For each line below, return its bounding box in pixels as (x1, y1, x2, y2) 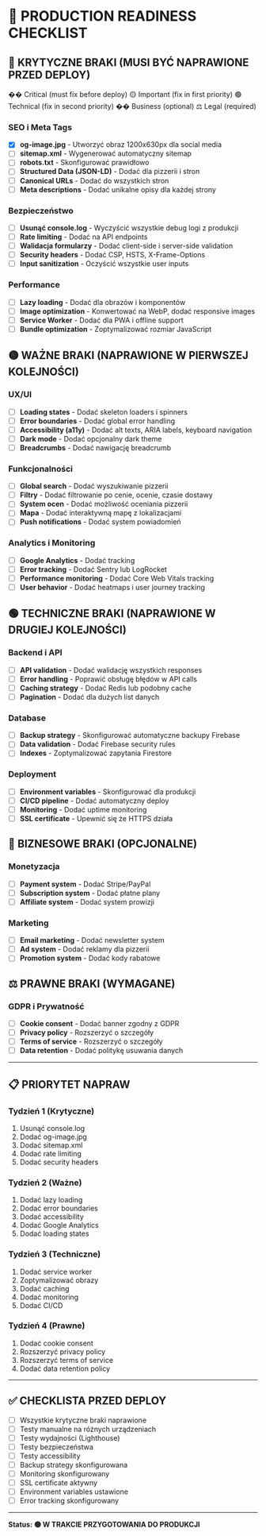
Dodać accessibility (19, 1212, 85, 1221)
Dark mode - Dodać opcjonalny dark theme (19, 434, 162, 443)
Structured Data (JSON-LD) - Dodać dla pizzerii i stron (19, 167, 200, 176)
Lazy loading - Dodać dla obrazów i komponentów (19, 297, 186, 307)
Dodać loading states (19, 1229, 89, 1238)
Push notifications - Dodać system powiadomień (19, 517, 181, 527)
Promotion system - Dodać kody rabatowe (19, 953, 161, 963)
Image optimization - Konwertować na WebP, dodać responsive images (19, 306, 256, 316)
